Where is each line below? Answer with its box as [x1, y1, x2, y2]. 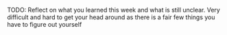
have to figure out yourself [7, 21, 82, 28]
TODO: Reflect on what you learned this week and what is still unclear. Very [7, 6, 221, 14]
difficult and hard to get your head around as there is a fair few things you [7, 13, 215, 21]
